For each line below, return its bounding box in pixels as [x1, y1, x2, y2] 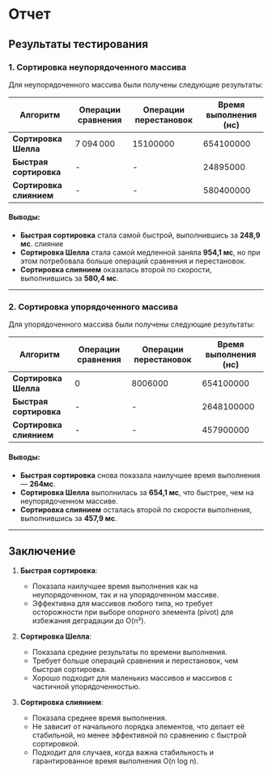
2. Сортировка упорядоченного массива [8, 301, 178, 312]
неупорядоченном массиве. [19, 496, 119, 506]
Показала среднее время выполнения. [32, 713, 168, 723]
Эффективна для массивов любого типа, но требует [32, 599, 213, 609]
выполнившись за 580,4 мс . [19, 273, 119, 284]
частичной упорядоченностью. [32, 682, 141, 691]
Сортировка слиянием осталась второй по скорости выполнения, [19, 504, 253, 515]
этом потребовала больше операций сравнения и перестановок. [19, 256, 247, 266]
